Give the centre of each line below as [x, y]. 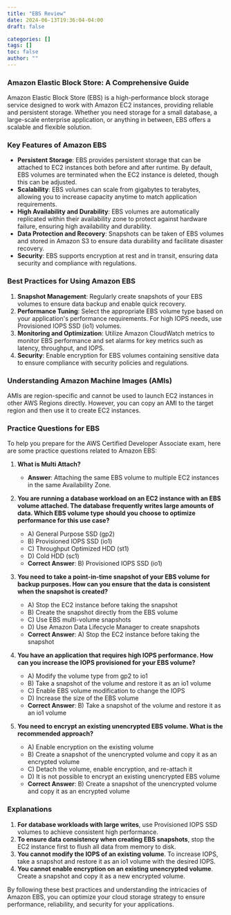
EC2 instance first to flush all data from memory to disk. [96, 846]
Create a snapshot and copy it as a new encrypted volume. [101, 876]
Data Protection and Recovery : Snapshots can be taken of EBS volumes [120, 234]
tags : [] [20, 46]
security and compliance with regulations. [77, 263]
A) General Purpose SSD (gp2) [71, 534]
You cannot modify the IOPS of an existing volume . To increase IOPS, [118, 854]
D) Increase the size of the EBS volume [83, 698]
